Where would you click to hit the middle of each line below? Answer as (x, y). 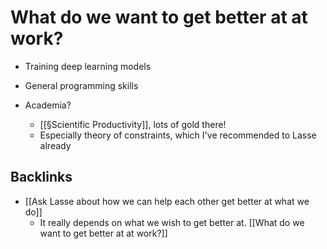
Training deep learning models (88, 66)
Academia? (48, 105)
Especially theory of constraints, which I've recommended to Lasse (178, 135)
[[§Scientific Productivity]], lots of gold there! (133, 124)
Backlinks (41, 177)
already (55, 145)
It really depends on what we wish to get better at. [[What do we (172, 222)
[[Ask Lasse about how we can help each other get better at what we (167, 201)
